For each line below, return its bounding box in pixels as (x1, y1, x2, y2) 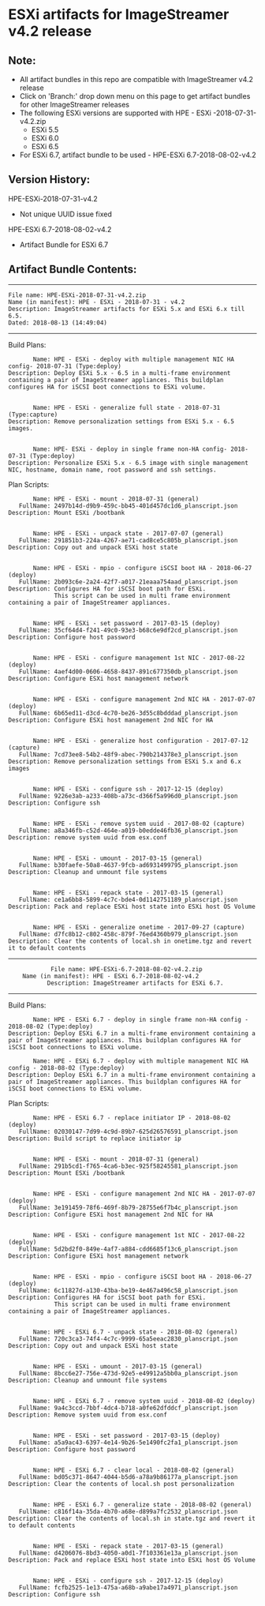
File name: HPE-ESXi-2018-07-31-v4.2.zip (8, 291, 147, 299)
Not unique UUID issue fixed (19, 209, 112, 219)
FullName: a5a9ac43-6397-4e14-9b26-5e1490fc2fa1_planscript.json (18, 1439, 238, 1447)
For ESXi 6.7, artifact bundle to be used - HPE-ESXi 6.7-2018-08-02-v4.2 (19, 150, 256, 159)
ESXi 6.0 (31, 133, 59, 143)
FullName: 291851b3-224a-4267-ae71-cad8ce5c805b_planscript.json (18, 536, 238, 544)
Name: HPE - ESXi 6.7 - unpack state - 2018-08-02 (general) (32, 1328, 238, 1336)
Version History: (8, 173, 91, 186)
